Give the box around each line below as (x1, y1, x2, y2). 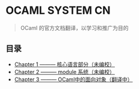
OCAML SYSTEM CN (5, 4, 111, 17)
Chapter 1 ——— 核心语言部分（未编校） (14, 61, 116, 68)
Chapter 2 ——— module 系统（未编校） (14, 68, 115, 75)
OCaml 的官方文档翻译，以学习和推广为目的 (20, 24, 129, 31)
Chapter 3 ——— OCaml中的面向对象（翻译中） (14, 76, 133, 83)
